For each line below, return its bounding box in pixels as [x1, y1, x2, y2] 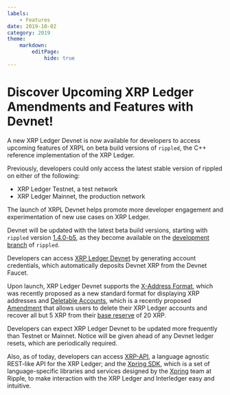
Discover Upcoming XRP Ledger [7, 84, 194, 100]
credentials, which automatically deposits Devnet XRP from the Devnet [7, 261, 207, 269]
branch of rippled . [7, 240, 60, 249]
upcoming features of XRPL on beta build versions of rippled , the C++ [7, 144, 207, 152]
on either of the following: [7, 171, 80, 179]
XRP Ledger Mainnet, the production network [16, 192, 146, 200]
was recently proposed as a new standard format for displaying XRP [7, 289, 200, 297]
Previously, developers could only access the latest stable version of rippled [7, 164, 223, 172]
